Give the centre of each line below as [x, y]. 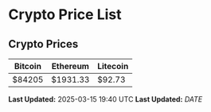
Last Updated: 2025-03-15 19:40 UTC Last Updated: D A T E [105, 99]
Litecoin [113, 66]
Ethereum [70, 66]
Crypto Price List [65, 15]
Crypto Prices [43, 44]
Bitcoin [28, 66]
